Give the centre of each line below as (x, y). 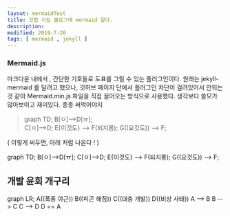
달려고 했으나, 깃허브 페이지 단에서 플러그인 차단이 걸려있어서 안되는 (132, 87)
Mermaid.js (27, 63)
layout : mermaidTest (37, 13)
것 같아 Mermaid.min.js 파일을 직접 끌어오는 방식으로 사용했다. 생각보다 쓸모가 (113, 96)
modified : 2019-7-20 (37, 33)
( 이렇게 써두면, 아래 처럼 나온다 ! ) (53, 142)
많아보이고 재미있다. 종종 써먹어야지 (55, 105)
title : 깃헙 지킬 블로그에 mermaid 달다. (60, 20)
